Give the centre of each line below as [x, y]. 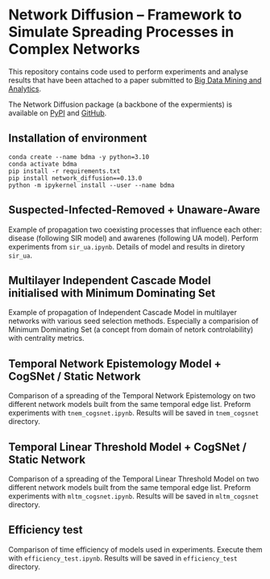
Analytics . [25, 88]
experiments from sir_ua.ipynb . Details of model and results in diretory [127, 246]
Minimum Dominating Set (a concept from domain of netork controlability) [131, 329]
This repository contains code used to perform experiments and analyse [128, 71]
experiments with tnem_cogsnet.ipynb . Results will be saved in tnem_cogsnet [134, 413]
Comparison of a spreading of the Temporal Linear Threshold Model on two [134, 479]
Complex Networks [74, 49]
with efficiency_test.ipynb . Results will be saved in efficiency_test [123, 558]
